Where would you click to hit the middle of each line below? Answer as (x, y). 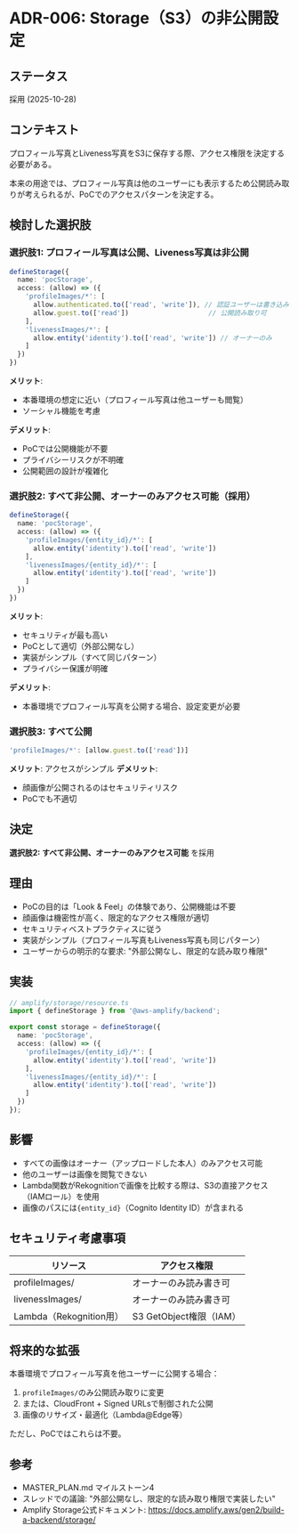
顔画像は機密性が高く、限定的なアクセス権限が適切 (116, 917)
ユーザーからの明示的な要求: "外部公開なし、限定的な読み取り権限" (145, 951)
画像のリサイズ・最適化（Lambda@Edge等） (105, 1415)
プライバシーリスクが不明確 (73, 460)
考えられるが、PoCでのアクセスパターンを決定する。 (121, 194)
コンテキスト (44, 130)
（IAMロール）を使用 (60, 1196)
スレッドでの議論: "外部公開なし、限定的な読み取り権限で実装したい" (149, 1499)
